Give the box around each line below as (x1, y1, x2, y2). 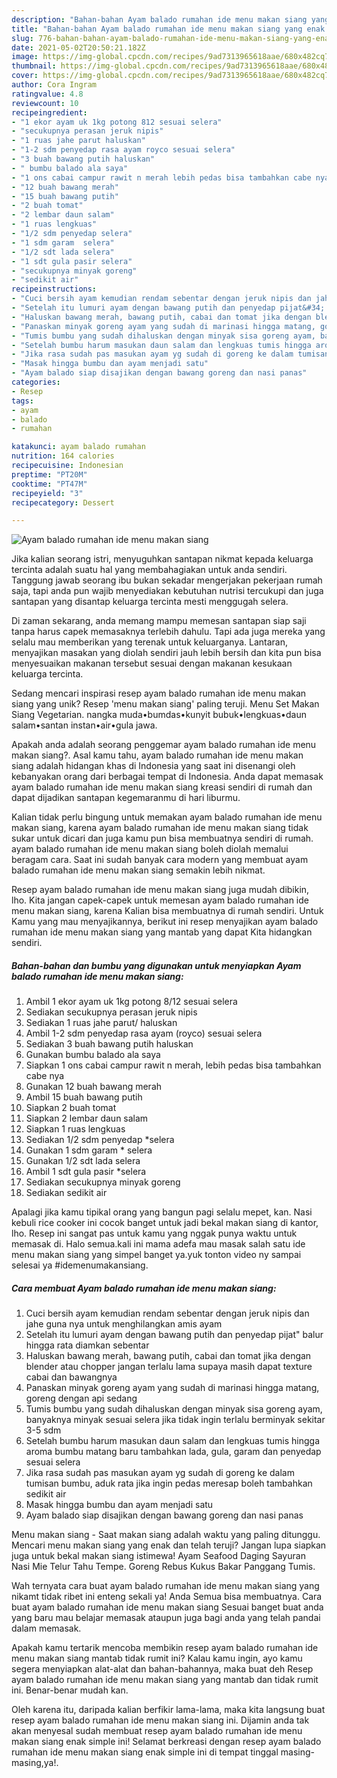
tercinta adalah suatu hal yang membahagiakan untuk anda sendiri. (11, 564, 288, 576)
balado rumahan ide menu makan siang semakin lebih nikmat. (11, 864, 266, 876)
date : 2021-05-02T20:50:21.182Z (11, 42, 146, 53)
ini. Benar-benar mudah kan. (11, 1684, 129, 1696)
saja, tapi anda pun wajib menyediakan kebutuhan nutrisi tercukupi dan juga (11, 585, 324, 597)
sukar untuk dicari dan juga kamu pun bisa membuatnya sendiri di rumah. (11, 832, 314, 845)
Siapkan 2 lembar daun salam (25, 1112, 149, 1125)
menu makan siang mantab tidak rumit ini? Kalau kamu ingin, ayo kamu (11, 1652, 303, 1665)
